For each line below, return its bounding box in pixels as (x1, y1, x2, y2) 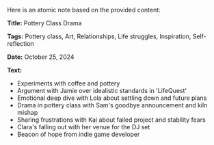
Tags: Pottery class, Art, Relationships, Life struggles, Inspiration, (7, 32, 191, 40)
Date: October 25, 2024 (7, 53, 75, 61)
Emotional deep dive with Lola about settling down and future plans (16, 94, 207, 102)
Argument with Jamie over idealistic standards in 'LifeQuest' (16, 87, 187, 94)
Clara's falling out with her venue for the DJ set (16, 123, 150, 131)
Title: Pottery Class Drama (7, 19, 82, 27)
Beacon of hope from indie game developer (16, 130, 140, 138)
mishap (16, 109, 38, 116)
